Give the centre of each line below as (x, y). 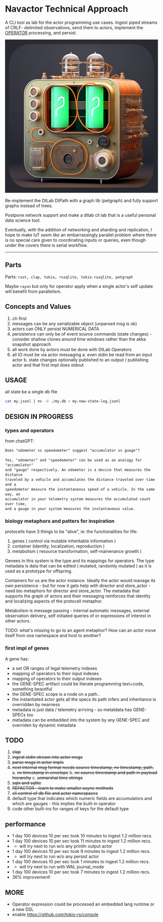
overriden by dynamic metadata (44, 725)
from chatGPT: (20, 441)
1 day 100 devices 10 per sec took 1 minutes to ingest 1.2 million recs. (81, 862)
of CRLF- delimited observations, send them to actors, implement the (74, 27)
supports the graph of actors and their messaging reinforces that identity (78, 596)
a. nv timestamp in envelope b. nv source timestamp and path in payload (85, 773)
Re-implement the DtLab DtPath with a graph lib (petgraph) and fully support (81, 200)
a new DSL (23, 909)
